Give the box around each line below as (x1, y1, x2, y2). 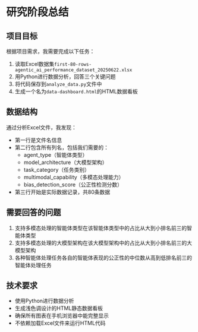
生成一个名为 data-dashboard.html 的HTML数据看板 (14, 88, 138, 95)
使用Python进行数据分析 (14, 298, 74, 305)
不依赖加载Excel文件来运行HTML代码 (14, 320, 106, 327)
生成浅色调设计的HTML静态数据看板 (14, 305, 103, 312)
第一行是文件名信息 (14, 136, 62, 143)
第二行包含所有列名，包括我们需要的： (14, 144, 109, 151)
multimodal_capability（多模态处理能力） (23, 173, 124, 181)
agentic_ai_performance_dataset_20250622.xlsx (14, 67, 133, 73)
